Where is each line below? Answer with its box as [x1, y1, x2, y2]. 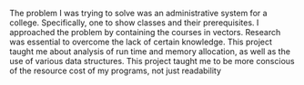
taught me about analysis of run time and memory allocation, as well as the [9, 46, 291, 57]
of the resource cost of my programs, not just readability [9, 65, 221, 76]
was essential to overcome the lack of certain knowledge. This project [9, 36, 273, 47]
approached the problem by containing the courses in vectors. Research [9, 27, 281, 37]
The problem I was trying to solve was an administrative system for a [9, 8, 268, 18]
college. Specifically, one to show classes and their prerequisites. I [9, 17, 259, 28]
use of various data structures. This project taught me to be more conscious [9, 56, 295, 66]
